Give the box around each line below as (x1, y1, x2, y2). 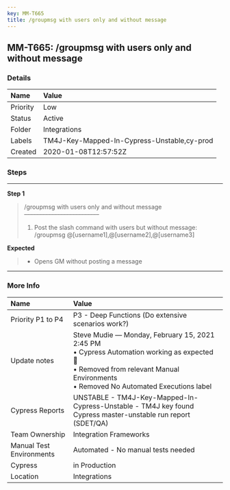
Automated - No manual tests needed (73, 445, 195, 454)
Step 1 (7, 189, 25, 198)
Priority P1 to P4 (10, 314, 64, 324)
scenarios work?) (73, 318, 129, 328)
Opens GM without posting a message (34, 257, 142, 266)
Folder (10, 125, 31, 135)
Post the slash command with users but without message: (34, 224, 197, 232)
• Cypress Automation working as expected (73, 347, 214, 357)
